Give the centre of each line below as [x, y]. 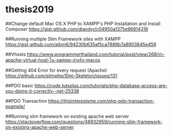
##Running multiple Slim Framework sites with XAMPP [63, 39]
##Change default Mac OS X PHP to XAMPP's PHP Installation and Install [83, 24]
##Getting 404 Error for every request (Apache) [56, 70]
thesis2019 [30, 9]
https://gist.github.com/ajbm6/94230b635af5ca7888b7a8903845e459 [81, 44]
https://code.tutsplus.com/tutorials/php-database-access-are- [101, 85]
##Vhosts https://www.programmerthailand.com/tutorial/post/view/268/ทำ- [85, 54]
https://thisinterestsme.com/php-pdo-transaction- [101, 101]
